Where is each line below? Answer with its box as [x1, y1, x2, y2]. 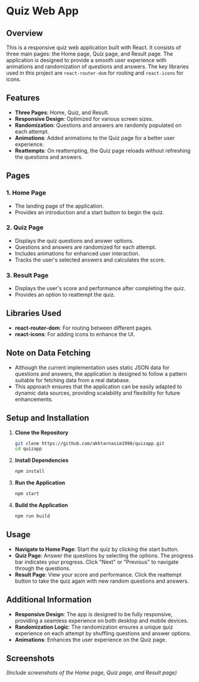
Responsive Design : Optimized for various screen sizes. [14, 115, 154, 122]
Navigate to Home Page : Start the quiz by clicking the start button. [14, 546, 179, 553]
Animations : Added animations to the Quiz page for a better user [14, 134, 175, 141]
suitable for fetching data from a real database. [14, 376, 130, 383]
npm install [14, 468, 45, 474]
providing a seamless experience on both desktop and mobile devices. [14, 617, 189, 624]
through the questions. [14, 564, 71, 572]
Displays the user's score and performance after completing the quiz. [14, 285, 186, 292]
